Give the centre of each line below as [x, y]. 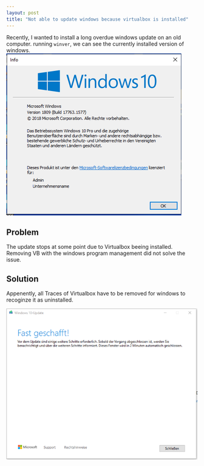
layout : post [23, 13]
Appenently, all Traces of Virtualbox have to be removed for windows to [96, 294]
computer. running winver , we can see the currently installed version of [95, 44]
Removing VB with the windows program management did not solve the [96, 253]
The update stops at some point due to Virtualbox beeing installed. [90, 247]
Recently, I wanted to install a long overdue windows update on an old [93, 37]
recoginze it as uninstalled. [40, 300]
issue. [14, 260]
